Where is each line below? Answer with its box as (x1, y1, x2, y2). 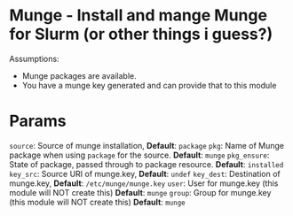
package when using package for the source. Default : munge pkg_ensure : (9, 150, 270, 160)
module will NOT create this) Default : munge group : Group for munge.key (9, 187, 272, 197)
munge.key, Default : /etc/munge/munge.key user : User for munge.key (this (9, 178, 279, 189)
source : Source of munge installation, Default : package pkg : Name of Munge (9, 140, 284, 150)
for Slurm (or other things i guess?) (9, 24, 273, 44)
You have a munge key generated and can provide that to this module (21, 80, 277, 90)
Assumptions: (9, 53, 59, 64)
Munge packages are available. (21, 70, 137, 81)
